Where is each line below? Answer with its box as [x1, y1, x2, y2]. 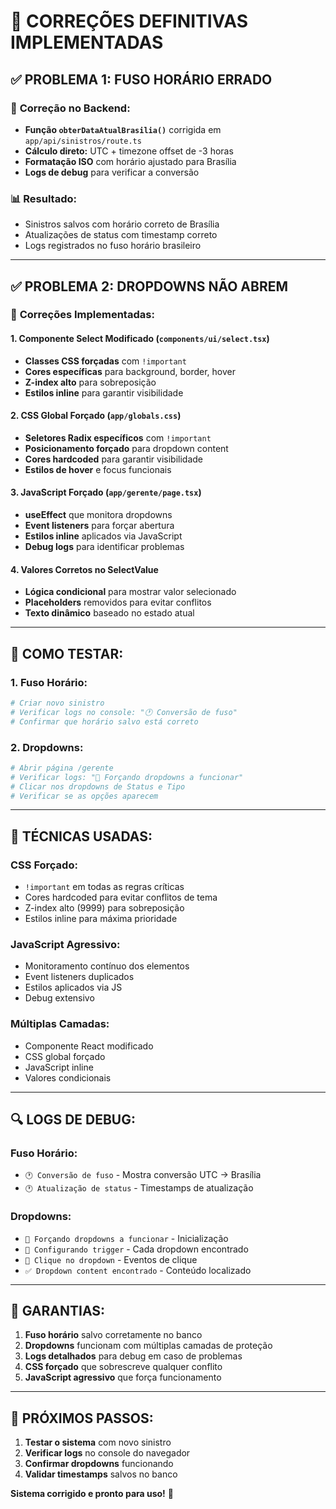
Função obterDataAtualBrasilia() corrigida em [24, 123, 222, 135]
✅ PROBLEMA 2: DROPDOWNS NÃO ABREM [10, 278, 289, 295]
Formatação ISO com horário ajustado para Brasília [24, 155, 237, 167]
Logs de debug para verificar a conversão [24, 166, 200, 178]
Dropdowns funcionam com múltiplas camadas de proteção [24, 1340, 273, 1352]
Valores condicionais [24, 1071, 112, 1084]
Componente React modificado [24, 1040, 154, 1052]
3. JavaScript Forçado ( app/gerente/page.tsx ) [10, 486, 202, 499]
